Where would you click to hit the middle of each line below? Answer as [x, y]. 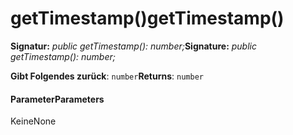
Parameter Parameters [57, 99]
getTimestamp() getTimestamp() [147, 18]
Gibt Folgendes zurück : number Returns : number [107, 76]
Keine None [33, 121]
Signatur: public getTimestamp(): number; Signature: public [133, 46]
